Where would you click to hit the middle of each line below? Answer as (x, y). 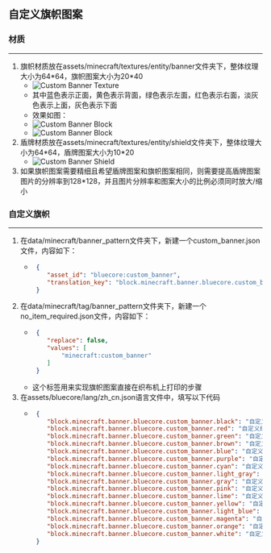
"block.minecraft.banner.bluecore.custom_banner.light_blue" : (154, 511)
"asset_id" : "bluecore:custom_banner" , (114, 275)
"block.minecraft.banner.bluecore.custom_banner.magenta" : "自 (155, 518)
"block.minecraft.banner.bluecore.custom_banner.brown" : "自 (151, 444)
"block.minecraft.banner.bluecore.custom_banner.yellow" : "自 (153, 504)
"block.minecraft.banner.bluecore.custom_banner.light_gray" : (154, 474)
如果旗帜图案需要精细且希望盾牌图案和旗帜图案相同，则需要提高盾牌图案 (140, 171)
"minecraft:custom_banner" (106, 356)
